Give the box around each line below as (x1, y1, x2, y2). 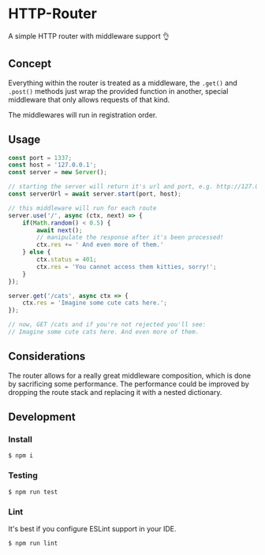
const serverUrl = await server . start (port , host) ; (8, 190, 181, 198)
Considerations (8, 350, 86, 363)
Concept (8, 57, 52, 71)
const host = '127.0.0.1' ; (8, 161, 97, 169)
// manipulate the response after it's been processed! (36, 233, 224, 241)
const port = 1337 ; (8, 154, 73, 162)
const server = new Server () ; (8, 169, 108, 177)
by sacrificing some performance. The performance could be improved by (8, 379, 250, 389)
